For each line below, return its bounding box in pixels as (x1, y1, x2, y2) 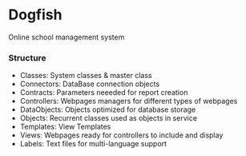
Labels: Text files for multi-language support (19, 139, 167, 149)
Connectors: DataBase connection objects (19, 79, 160, 89)
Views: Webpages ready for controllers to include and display (19, 130, 224, 140)
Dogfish (8, 6, 63, 24)
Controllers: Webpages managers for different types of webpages (19, 96, 238, 106)
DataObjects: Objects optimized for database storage (19, 105, 196, 114)
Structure (8, 52, 46, 64)
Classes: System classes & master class (19, 71, 152, 80)
